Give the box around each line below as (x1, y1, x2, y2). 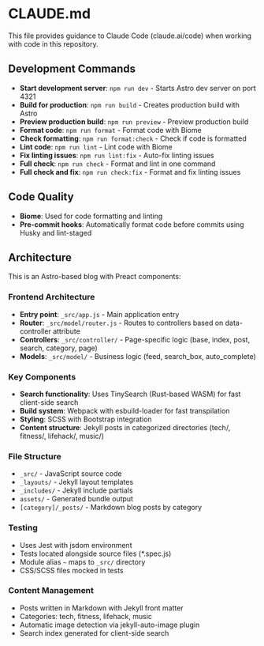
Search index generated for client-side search (19, 628, 169, 637)
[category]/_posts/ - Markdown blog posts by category (19, 503, 203, 512)
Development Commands (8, 62, 136, 76)
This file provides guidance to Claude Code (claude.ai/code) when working (8, 31, 252, 40)
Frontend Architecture (8, 292, 95, 303)
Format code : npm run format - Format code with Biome (19, 125, 203, 134)
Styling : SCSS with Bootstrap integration (19, 414, 152, 424)
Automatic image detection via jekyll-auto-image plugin (19, 620, 200, 629)
